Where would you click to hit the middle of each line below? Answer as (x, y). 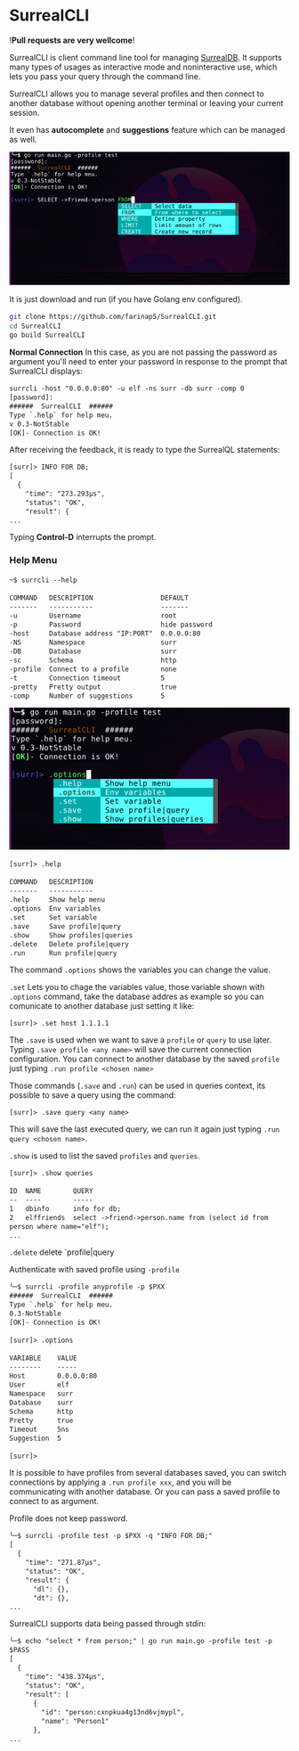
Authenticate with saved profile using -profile (94, 1270)
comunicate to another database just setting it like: (102, 1006)
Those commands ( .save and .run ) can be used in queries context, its (137, 1086)
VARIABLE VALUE (43, 1358)
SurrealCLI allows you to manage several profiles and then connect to (137, 94)
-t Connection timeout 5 (87, 678)
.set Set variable (53, 918)
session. (24, 112)
